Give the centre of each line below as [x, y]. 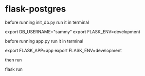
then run [14, 60]
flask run [14, 69]
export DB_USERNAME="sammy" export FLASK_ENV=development [72, 31]
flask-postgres [36, 9]
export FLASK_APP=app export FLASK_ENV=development [63, 50]
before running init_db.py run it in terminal [47, 22]
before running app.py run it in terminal [44, 41]
